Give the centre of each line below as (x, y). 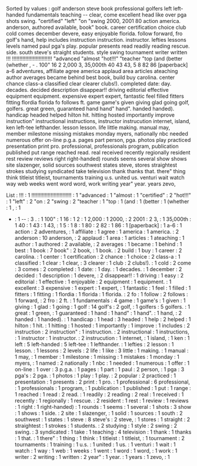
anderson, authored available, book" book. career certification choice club (96, 27)
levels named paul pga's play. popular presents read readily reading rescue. (98, 46)
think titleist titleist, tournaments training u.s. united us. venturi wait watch (95, 177)
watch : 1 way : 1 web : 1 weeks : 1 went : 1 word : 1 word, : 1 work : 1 (96, 451)
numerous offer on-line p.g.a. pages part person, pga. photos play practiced (98, 140)
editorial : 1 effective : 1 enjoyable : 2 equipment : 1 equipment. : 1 (93, 282)
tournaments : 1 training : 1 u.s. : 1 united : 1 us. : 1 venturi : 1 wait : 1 (95, 444)
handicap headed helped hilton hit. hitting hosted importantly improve (91, 115)
